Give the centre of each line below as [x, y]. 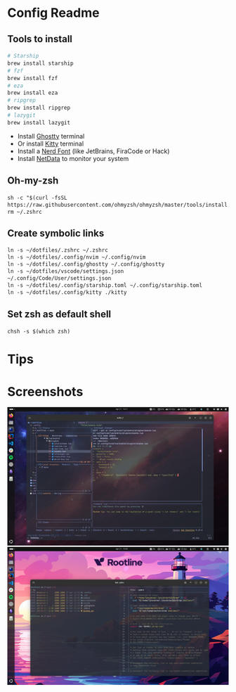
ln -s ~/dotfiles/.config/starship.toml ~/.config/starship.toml [105, 286]
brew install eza [33, 93]
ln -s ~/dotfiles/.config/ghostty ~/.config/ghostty [86, 264]
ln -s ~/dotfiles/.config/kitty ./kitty [67, 293]
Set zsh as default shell [59, 314]
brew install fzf [33, 78]
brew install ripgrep [39, 108]
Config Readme [53, 13]
